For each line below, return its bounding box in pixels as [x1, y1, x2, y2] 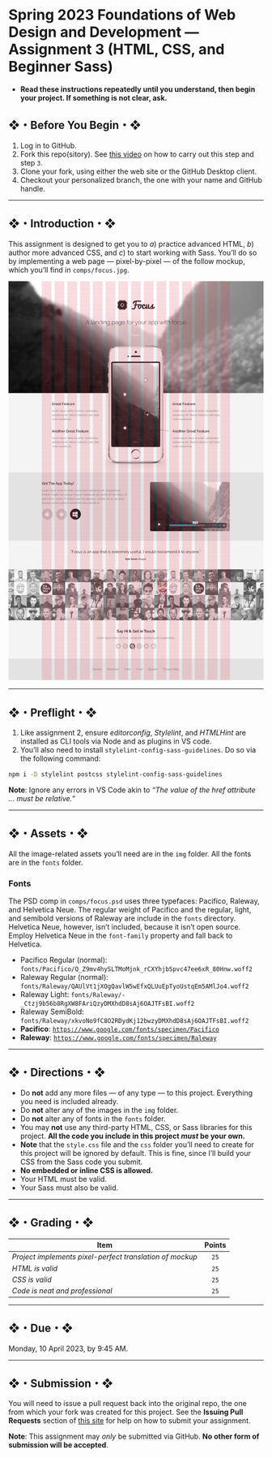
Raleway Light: [19, 990, 70, 999]
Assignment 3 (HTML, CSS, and [8, 41, 225, 58]
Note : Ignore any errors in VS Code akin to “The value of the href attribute [8, 785, 257, 795]
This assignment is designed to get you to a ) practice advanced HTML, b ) [8, 239, 255, 248]
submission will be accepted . [8, 1440, 109, 1450]
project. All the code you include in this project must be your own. [19, 1131, 245, 1141]
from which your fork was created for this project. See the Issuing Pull [8, 1407, 244, 1417]
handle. [19, 183, 46, 193]
